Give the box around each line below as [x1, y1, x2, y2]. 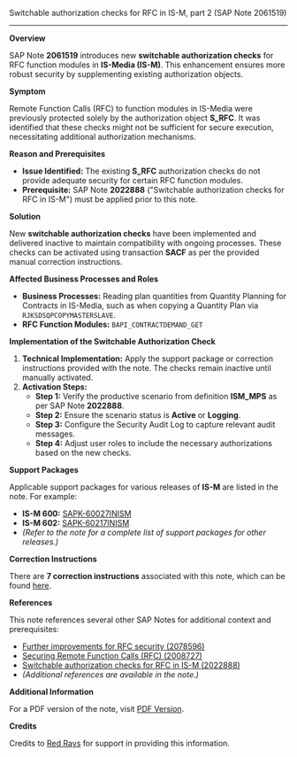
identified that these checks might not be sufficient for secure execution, [9, 122, 274, 132]
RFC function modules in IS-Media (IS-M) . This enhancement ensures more [9, 59, 286, 70]
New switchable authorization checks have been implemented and [9, 228, 256, 238]
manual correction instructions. [9, 257, 123, 266]
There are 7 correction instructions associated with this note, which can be [9, 571, 286, 581]
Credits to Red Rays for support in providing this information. [9, 738, 230, 748]
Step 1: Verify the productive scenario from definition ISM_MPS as [34, 391, 278, 401]
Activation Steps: [21, 382, 88, 392]
